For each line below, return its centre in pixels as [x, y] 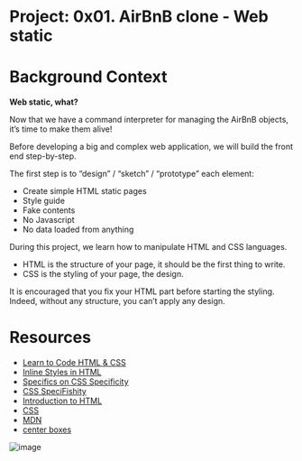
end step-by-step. [43, 156]
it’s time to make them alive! [61, 129]
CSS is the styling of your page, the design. [103, 274]
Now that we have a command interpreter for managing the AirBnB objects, [149, 120]
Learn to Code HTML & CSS [74, 363]
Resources [50, 338]
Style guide [44, 201]
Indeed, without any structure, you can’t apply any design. [117, 301]
